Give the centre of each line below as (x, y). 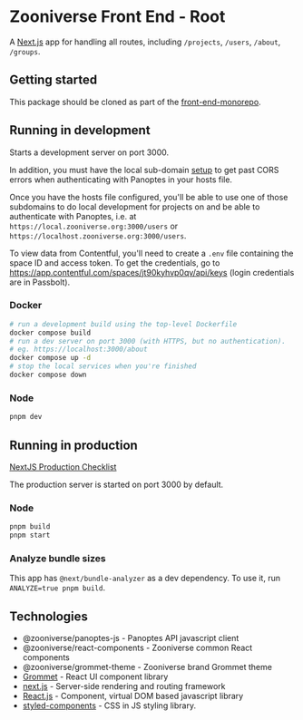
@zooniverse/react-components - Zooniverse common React (137, 648)
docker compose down (49, 375)
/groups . (25, 51)
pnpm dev (26, 417)
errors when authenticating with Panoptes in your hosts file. (121, 180)
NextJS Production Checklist (63, 467)
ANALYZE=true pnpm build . (58, 588)
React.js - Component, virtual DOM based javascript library (133, 696)
